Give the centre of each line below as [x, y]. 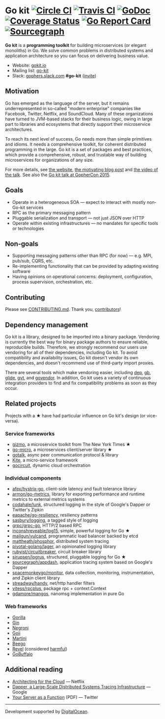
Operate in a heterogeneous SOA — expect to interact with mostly [79, 202]
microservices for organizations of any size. [50, 160]
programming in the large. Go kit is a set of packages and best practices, [79, 149]
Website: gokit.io [29, 65]
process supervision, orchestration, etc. [53, 282]
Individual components [33, 478]
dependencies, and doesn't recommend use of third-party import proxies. [80, 363]
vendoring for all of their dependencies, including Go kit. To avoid [71, 352]
